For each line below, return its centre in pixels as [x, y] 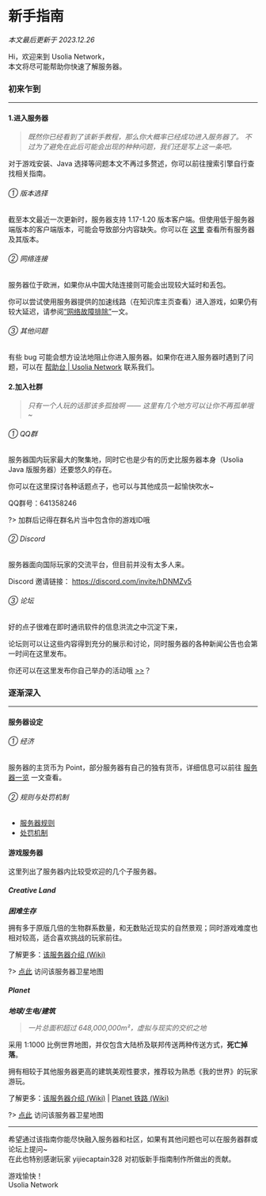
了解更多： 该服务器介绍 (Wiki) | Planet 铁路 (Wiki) [89, 1099]
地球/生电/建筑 [32, 1011]
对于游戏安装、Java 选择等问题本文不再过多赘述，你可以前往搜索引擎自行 [128, 164]
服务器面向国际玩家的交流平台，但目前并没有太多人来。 [98, 564]
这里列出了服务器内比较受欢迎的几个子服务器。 [84, 871]
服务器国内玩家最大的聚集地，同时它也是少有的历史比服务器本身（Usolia [126, 459]
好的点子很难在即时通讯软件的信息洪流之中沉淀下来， [95, 627]
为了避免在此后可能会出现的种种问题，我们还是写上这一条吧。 [135, 147]
